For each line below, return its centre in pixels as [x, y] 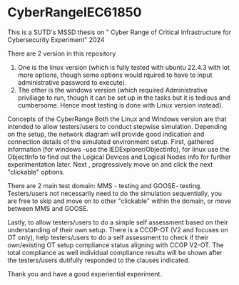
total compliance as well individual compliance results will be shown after [115, 252]
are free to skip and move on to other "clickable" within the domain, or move [119, 201]
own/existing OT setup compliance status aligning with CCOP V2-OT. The [116, 245]
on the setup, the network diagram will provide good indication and [106, 134]
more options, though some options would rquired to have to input [115, 75]
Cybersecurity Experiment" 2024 [56, 39]
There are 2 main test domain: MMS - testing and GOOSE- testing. [105, 185]
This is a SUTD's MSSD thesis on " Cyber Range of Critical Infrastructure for [119, 32]
